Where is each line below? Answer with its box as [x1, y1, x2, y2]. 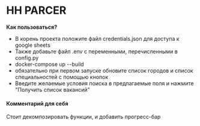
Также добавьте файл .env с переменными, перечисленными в [14, 47, 178, 55]
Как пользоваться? [6, 23, 58, 31]
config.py [14, 54, 39, 61]
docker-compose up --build [14, 61, 84, 68]
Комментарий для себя [6, 100, 68, 107]
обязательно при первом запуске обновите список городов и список [14, 67, 193, 74]
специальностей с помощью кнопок [14, 73, 109, 80]
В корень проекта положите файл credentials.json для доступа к [14, 35, 180, 42]
